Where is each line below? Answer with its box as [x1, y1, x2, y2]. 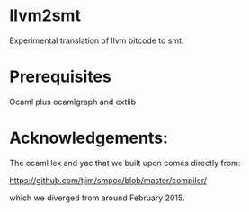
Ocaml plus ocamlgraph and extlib [9, 96, 137, 107]
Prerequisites [9, 66, 112, 87]
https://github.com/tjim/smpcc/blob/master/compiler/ [9, 174, 207, 185]
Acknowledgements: [9, 128, 169, 148]
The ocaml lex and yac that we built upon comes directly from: [9, 157, 241, 168]
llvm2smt [9, 5, 81, 26]
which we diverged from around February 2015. [9, 192, 186, 203]
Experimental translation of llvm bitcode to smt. [9, 35, 184, 46]
